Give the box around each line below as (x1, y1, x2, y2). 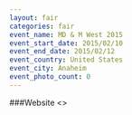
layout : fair (9, 13, 59, 23)
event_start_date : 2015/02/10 (9, 38, 124, 48)
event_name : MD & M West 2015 (9, 30, 124, 39)
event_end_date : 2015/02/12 (9, 47, 116, 56)
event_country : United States (9, 55, 124, 64)
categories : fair (9, 22, 75, 31)
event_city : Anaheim (9, 64, 88, 73)
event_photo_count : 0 (9, 72, 91, 81)
